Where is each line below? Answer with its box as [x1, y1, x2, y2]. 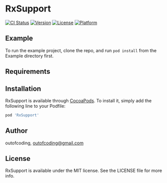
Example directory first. [5, 53, 54, 59]
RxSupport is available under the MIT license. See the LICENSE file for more [5, 167, 162, 173]
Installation [5, 84, 41, 93]
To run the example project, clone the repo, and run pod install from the [5, 47, 157, 53]
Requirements [5, 67, 50, 76]
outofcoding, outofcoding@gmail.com [5, 140, 84, 146]
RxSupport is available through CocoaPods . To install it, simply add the [5, 97, 152, 103]
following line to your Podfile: [5, 103, 66, 109]
